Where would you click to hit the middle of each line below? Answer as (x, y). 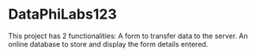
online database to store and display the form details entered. (108, 44)
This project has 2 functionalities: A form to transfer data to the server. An (128, 36)
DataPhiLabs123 (62, 14)
